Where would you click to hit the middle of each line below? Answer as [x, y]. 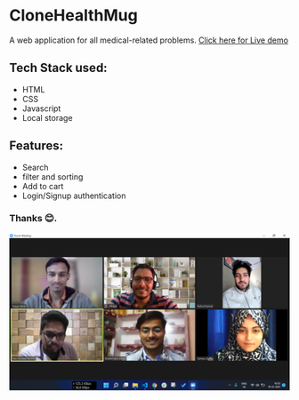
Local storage [47, 117]
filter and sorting [53, 176]
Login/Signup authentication [74, 196]
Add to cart [43, 186]
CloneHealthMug [73, 16]
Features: [36, 146]
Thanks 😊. [33, 219]
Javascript [41, 108]
